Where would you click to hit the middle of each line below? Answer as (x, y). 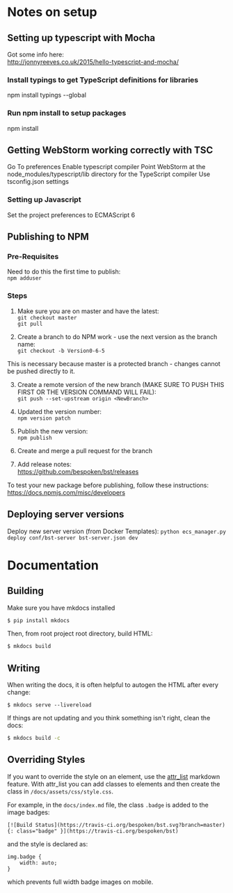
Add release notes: (44, 464)
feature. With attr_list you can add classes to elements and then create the (114, 784)
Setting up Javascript (44, 200)
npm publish (34, 438)
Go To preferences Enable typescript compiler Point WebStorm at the (106, 167)
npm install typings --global (47, 95)
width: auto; (39, 863)
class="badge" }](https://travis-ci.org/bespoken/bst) (97, 831)
